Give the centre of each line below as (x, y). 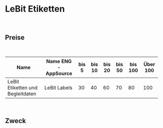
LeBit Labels (58, 87)
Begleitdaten (22, 94)
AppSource (59, 73)
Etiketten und (23, 87)
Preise (15, 38)
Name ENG (59, 61)
